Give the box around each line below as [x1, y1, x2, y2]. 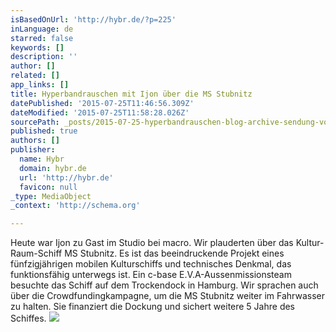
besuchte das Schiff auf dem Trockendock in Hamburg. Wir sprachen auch [10, 279, 319, 291]
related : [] [10, 71, 60, 81]
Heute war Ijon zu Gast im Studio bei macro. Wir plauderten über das [10, 237, 294, 249]
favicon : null [19, 182, 78, 192]
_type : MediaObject [10, 191, 92, 201]
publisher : [10, 145, 56, 155]
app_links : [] [10, 80, 70, 90]
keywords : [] [10, 42, 65, 53]
